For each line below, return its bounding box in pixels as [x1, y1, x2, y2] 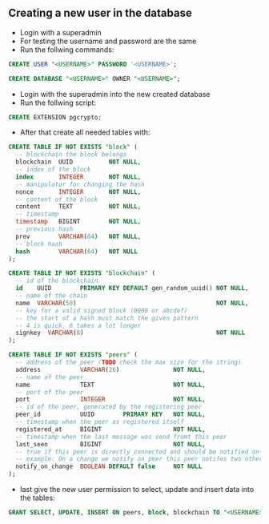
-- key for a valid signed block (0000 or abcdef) [15, 306, 188, 315]
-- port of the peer [15, 388, 84, 396]
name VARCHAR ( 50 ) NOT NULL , [15, 299, 249, 307]
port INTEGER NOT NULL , [15, 396, 206, 404]
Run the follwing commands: [19, 44, 114, 54]
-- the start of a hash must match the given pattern [15, 314, 199, 322]
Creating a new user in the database [8, 6, 192, 20]
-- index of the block [15, 166, 91, 174]
